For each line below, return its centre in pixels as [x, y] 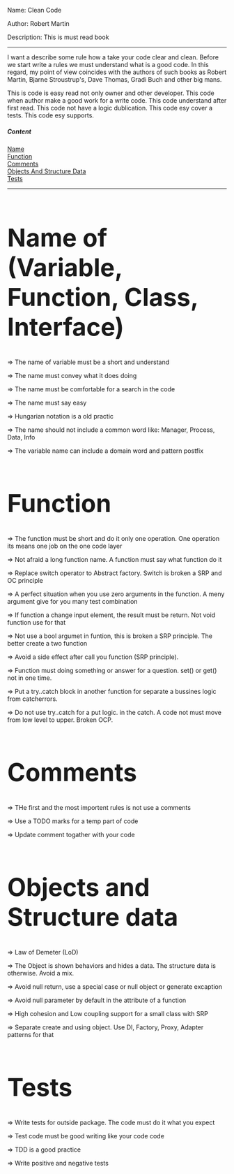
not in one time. [30, 678]
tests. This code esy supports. [50, 115]
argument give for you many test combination [72, 601]
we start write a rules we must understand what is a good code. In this [108, 65]
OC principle [25, 580]
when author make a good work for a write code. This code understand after [117, 100]
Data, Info [21, 437]
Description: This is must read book [58, 37]
